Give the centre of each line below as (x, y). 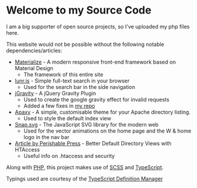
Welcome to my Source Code (79, 10)
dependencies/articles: (34, 50)
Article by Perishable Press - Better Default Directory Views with (93, 143)
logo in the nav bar (46, 137)
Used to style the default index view (67, 118)
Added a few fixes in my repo (59, 105)
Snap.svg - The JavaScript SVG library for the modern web (86, 124)
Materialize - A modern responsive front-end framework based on (95, 62)
